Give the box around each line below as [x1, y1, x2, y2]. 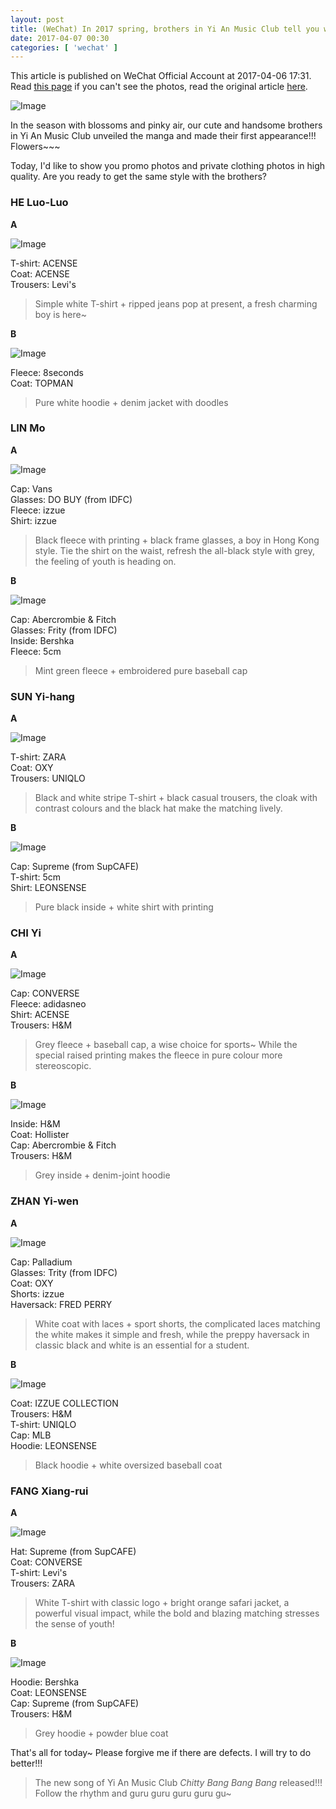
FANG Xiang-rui [10, 1484, 89, 1498]
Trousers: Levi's [10, 278, 77, 290]
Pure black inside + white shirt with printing [34, 901, 214, 913]
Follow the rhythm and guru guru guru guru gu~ [34, 1787, 232, 1800]
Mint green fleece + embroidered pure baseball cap [34, 664, 248, 676]
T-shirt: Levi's [10, 1567, 68, 1579]
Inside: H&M [10, 1118, 61, 1130]
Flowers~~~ [10, 141, 61, 153]
